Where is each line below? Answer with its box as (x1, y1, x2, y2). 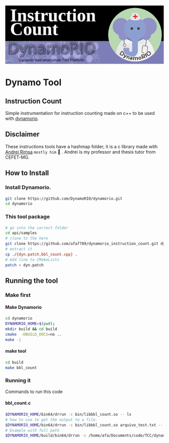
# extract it (5, 246, 33, 252)
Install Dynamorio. (5, 184, 51, 191)
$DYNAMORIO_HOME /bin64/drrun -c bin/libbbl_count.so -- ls (5, 412, 132, 417)
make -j (5, 337, 22, 342)
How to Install (5, 169, 49, 177)
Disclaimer (5, 130, 40, 139)
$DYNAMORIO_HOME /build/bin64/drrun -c (5, 433, 87, 438)
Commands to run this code (5, 389, 63, 395)
